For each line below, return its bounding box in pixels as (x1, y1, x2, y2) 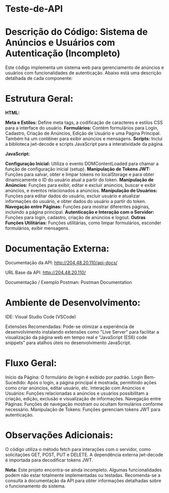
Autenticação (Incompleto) (5, 48, 121, 59)
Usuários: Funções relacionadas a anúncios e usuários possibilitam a (5, 390, 149, 396)
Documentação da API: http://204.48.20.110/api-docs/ (5, 260, 118, 266)
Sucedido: (5, 379, 27, 385)
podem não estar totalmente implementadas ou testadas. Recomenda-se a (5, 472, 160, 478)
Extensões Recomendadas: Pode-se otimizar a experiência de (5, 323, 135, 330)
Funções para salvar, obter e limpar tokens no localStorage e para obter (5, 172, 155, 178)
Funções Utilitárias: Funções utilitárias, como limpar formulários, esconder (5, 220, 161, 226)
